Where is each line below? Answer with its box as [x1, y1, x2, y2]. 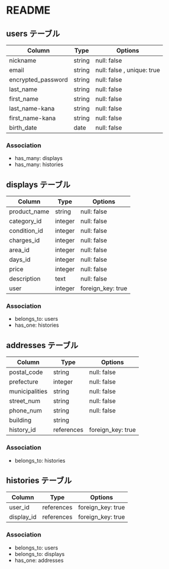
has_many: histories [14, 161, 64, 168]
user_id [9, 503, 30, 512]
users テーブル [6, 28, 60, 38]
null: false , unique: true [95, 66, 161, 74]
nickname [9, 57, 37, 64]
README [6, 4, 51, 17]
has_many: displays [14, 155, 63, 162]
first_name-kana [9, 114, 56, 122]
